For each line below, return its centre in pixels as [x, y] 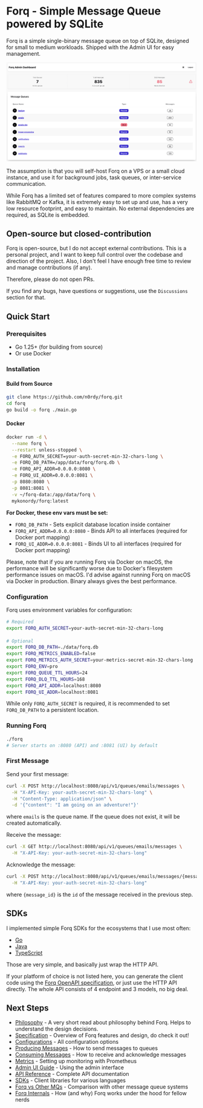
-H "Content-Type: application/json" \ [62, 799]
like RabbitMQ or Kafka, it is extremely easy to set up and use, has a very [97, 202]
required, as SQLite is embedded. [48, 215]
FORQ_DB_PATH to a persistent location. [53, 710]
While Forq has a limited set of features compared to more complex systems [101, 196]
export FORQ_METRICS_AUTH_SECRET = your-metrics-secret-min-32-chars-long [100, 660]
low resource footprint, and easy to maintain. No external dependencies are [100, 208]
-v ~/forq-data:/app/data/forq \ [54, 495]
